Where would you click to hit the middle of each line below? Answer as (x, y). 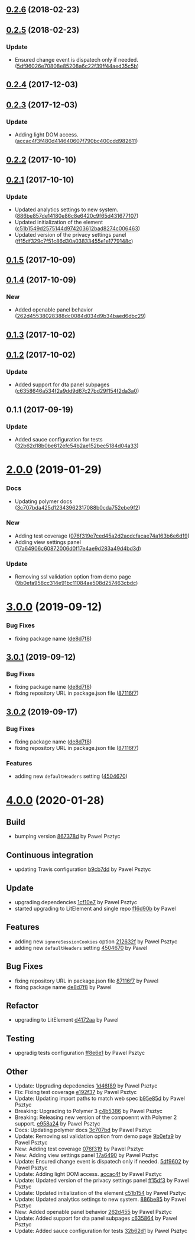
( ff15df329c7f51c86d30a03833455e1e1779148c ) (74, 241)
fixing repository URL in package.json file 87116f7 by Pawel (86, 981)
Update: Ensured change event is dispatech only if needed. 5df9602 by (102, 1161)
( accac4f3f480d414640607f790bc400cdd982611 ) (76, 141)
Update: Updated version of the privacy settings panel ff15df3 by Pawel (102, 1180)
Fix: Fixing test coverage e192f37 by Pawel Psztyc (76, 1092)
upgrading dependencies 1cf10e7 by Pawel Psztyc (76, 902)
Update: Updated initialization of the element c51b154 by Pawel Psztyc (100, 1193)
